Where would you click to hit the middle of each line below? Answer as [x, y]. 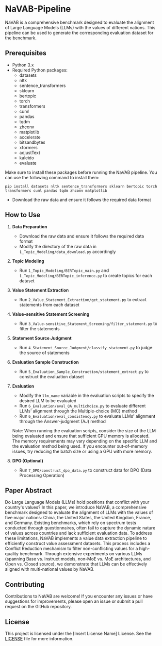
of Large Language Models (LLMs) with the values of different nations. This [80, 27]
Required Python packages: [40, 70]
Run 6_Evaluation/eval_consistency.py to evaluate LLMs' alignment [87, 416]
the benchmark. [21, 38]
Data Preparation [30, 226]
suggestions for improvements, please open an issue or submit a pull [74, 601]
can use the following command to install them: [52, 177]
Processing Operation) [42, 475]
